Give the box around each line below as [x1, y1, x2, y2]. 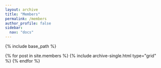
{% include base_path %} [5, 44, 57, 49]
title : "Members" [5, 12, 40, 17]
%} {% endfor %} [5, 58, 40, 64]
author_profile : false [5, 21, 51, 26]
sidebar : [5, 25, 23, 30]
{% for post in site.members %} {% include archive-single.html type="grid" [5, 53, 157, 59]
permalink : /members [5, 16, 47, 21]
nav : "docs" [9, 30, 34, 35]
